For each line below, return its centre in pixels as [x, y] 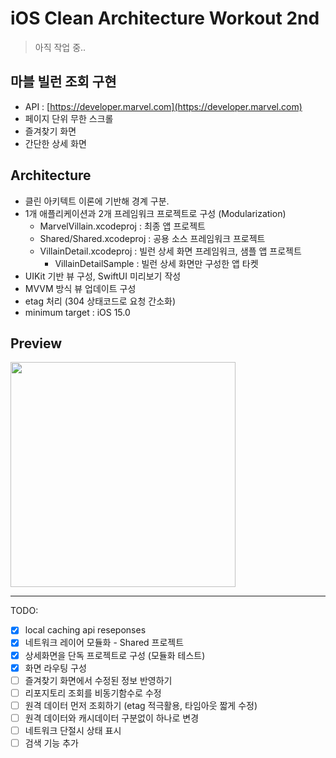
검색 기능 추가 [51, 743]
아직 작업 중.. [60, 47]
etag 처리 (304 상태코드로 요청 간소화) [100, 301]
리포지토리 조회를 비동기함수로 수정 [93, 693]
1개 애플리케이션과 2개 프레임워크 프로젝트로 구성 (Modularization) [155, 213]
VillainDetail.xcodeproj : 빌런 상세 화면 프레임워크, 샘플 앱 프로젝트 [170, 251]
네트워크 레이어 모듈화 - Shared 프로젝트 [104, 643]
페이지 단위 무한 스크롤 [69, 118]
